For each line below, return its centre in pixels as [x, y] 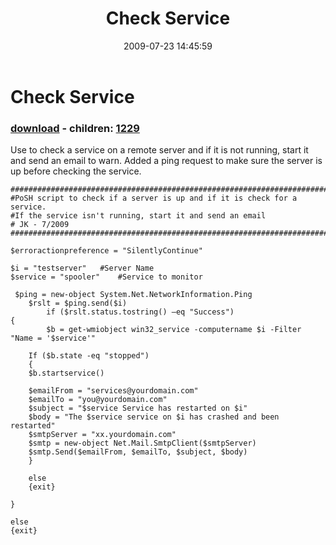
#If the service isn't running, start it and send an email [138, 216]
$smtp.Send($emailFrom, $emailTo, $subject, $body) [138, 452]
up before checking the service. [76, 171]
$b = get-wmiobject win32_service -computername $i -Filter [174, 330]
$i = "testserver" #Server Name [82, 268]
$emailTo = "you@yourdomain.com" [98, 400]
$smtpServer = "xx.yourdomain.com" [102, 435]
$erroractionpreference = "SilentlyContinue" [106, 251]
